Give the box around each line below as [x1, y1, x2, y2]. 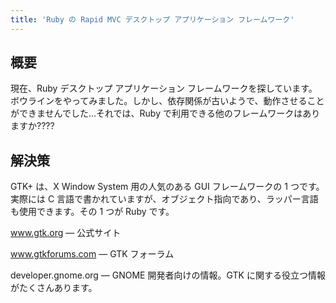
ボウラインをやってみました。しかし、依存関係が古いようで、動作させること [10, 95, 325, 107]
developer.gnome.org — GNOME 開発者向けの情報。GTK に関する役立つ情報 [10, 269, 326, 281]
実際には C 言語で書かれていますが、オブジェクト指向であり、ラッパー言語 [10, 193, 319, 205]
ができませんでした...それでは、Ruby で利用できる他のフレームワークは [10, 107, 303, 120]
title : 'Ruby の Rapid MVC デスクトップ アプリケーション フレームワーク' [10, 14, 295, 25]
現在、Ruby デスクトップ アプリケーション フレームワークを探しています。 [10, 82, 318, 95]
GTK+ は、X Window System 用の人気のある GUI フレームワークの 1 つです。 [10, 181, 325, 193]
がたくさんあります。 [10, 282, 98, 294]
